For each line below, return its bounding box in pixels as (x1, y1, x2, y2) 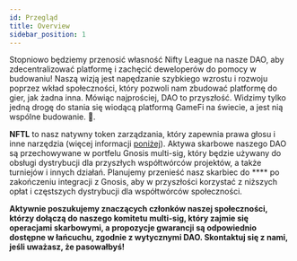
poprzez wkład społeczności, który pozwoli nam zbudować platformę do (9, 83, 278, 94)
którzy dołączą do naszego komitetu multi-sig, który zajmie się (9, 213, 249, 224)
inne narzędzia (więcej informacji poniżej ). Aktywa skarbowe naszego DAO (9, 138, 287, 149)
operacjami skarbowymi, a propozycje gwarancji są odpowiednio (9, 222, 258, 233)
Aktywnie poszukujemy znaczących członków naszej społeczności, (9, 204, 268, 214)
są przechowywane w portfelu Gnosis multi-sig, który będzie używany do (9, 148, 282, 159)
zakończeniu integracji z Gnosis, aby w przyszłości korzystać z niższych (9, 177, 278, 187)
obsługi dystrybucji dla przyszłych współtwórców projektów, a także (9, 158, 262, 169)
